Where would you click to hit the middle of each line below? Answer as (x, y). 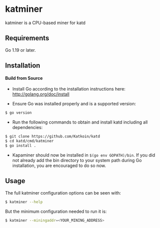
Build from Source (24, 78)
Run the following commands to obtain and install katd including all (80, 122)
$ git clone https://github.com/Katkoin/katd (52, 136)
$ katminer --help (24, 202)
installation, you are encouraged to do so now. (59, 165)
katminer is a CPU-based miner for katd (45, 23)
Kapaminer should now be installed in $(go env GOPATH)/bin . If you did (84, 155)
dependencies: (27, 128)
